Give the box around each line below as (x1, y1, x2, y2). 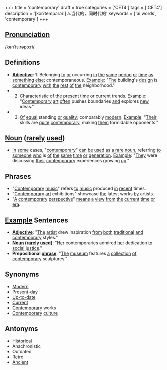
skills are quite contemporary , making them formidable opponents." (19, 119, 159, 125)
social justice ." (12, 245, 42, 251)
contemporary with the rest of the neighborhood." (12, 82, 115, 88)
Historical (12, 338, 32, 344)
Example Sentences (5, 216, 68, 224)
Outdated (12, 348, 32, 354)
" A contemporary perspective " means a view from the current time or (12, 196, 155, 202)
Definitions (5, 58, 40, 67)
